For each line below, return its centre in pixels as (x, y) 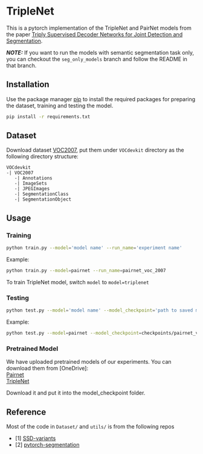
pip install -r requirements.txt (48, 116)
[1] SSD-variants (35, 438)
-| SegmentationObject (43, 199)
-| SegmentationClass (41, 194)
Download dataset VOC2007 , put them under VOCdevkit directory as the (95, 150)
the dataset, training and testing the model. (60, 105)
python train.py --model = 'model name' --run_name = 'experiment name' (94, 248)
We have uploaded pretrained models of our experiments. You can (89, 362)
